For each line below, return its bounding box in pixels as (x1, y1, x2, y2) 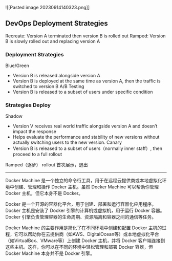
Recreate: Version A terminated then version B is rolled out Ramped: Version (5, 33, 166, 39)
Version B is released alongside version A (12, 73, 101, 79)
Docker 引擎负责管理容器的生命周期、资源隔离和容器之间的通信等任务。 (5, 214, 157, 220)
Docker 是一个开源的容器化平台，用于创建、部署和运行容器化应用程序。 (5, 201, 157, 207)
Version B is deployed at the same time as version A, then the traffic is (12, 78, 161, 84)
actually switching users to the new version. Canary (12, 139, 122, 145)
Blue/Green (5, 62, 30, 69)
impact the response (12, 128, 56, 135)
